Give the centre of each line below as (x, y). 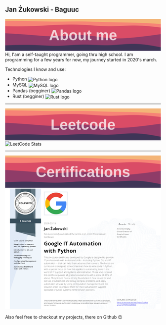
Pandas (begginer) (31, 91)
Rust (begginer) (28, 96)
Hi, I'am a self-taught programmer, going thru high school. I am (69, 54)
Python (20, 79)
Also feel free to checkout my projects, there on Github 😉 (64, 317)
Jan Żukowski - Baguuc (42, 10)
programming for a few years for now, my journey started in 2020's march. (81, 60)
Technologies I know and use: (35, 69)
